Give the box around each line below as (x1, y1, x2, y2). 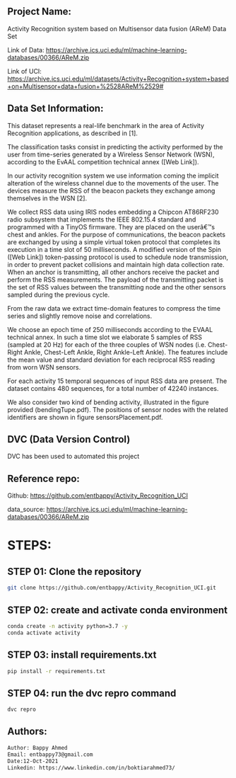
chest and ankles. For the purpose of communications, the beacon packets (7, 230, 226, 239)
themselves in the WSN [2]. (7, 194, 87, 202)
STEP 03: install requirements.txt (7, 649, 157, 661)
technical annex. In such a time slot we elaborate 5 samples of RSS (7, 333, 203, 341)
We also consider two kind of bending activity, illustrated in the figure (7, 398, 210, 406)
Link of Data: (7, 45, 45, 54)
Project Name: (7, 6, 72, 18)
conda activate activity (7, 629, 81, 636)
